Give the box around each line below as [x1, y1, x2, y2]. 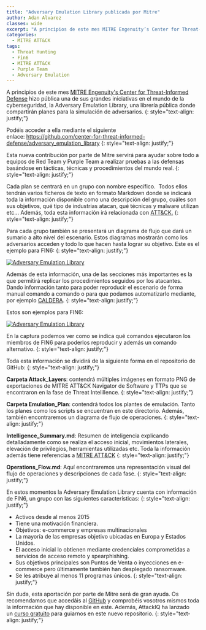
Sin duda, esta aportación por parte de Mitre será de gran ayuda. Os [6, 590, 179, 598]
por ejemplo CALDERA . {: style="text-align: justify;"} [6, 297, 139, 304]
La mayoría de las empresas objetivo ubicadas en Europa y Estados [15, 533, 186, 540]
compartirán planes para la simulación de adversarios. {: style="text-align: [6, 108, 194, 115]
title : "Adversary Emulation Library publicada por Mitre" [6, 9, 161, 15]
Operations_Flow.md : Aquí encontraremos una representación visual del [6, 464, 191, 471]
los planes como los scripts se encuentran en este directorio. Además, [6, 407, 185, 415]
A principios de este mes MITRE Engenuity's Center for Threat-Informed [6, 88, 189, 96]
